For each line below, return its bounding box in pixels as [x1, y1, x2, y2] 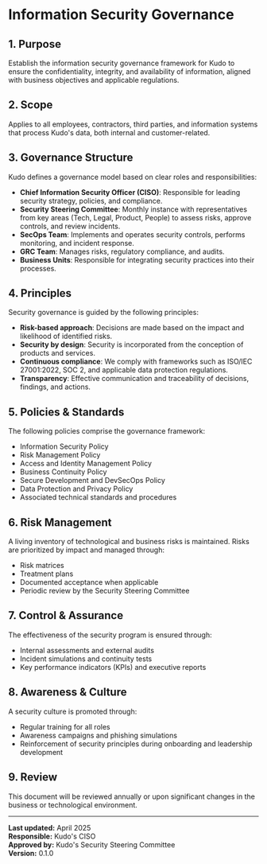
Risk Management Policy [19, 450, 101, 460]
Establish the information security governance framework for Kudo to [8, 58, 235, 68]
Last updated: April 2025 [8, 823, 91, 832]
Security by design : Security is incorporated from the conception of [19, 340, 244, 349]
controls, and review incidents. [19, 221, 121, 231]
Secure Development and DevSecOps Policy [19, 476, 165, 485]
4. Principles [8, 286, 72, 300]
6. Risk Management [8, 516, 112, 529]
